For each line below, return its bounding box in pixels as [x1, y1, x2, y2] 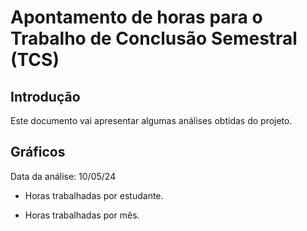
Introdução [10, 88, 81, 105]
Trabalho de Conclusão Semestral [10, 27, 298, 50]
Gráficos [10, 144, 66, 161]
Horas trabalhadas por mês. [24, 209, 140, 221]
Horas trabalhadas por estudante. [24, 189, 164, 201]
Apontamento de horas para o [10, 6, 263, 29]
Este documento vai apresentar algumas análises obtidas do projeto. [10, 115, 293, 126]
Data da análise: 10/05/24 [10, 170, 117, 182]
